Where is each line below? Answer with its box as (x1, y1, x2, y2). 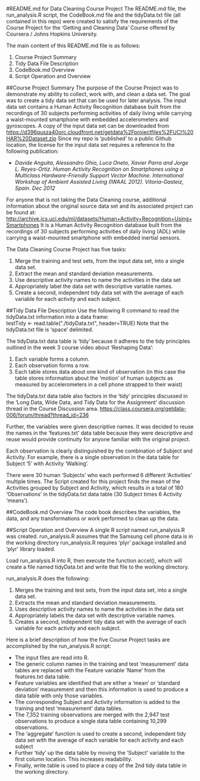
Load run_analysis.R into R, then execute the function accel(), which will (6, 557, 183, 564)
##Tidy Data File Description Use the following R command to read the (6, 307, 180, 314)
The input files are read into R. (14, 654, 89, 661)
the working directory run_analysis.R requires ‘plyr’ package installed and (6, 539, 186, 546)
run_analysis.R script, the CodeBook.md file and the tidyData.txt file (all (6, 11, 181, 19)
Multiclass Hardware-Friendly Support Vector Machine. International (14, 172, 184, 179)
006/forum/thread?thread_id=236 (6, 411, 89, 419)
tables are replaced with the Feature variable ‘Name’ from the (14, 667, 165, 674)
